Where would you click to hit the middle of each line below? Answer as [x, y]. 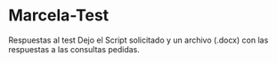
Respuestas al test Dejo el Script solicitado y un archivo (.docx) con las [138, 40]
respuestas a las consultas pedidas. [74, 49]
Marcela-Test [59, 16]
